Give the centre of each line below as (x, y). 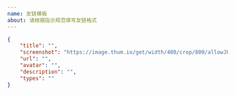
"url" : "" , (36, 59)
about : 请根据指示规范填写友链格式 (52, 20)
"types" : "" (37, 78)
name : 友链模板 (27, 14)
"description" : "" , (48, 72)
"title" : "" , (39, 46)
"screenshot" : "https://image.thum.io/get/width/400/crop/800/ (114, 52)
